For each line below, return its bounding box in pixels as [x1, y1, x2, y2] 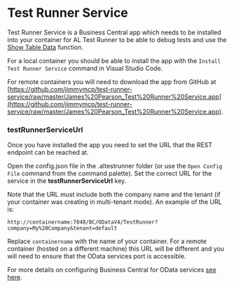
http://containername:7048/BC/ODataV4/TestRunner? [7, 219, 158, 226]
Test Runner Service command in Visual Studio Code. [7, 64, 163, 72]
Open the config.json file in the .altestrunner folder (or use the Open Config [7, 162, 223, 170]
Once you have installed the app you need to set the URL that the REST [7, 141, 212, 149]
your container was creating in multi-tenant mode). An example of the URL [7, 198, 222, 206]
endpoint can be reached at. [7, 149, 89, 157]
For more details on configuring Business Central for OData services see [7, 266, 216, 274]
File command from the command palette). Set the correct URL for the [7, 170, 212, 178]
